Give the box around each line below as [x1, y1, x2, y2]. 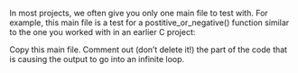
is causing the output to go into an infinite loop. [9, 54, 185, 64]
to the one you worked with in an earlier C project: [9, 27, 196, 37]
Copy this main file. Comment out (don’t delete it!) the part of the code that [9, 44, 287, 55]
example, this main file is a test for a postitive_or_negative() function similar [9, 17, 290, 28]
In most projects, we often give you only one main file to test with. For [9, 8, 268, 18]
